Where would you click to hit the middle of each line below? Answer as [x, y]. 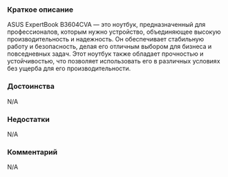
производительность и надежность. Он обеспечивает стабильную [106, 39]
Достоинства [31, 86]
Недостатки [28, 119]
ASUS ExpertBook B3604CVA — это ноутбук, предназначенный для [106, 25]
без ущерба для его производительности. [69, 69]
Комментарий [32, 152]
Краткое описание [40, 10]
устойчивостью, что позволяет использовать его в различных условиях [114, 61]
